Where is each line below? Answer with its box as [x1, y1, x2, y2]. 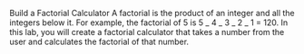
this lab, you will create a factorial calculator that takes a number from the [9, 27, 285, 37]
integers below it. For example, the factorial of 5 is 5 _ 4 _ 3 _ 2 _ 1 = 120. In [9, 17, 289, 28]
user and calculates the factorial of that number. [9, 36, 189, 47]
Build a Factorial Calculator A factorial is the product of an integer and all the [9, 8, 295, 18]
